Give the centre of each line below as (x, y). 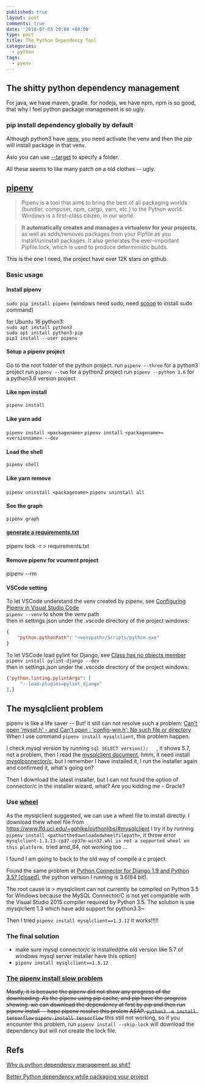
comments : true (26, 23)
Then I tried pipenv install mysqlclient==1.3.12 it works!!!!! (82, 920)
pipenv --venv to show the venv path (53, 614)
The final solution (33, 936)
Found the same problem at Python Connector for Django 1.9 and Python (98, 870)
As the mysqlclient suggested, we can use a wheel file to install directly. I (98, 815)
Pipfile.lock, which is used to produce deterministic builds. (95, 247)
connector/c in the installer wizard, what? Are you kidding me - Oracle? (95, 786)
